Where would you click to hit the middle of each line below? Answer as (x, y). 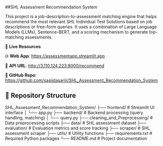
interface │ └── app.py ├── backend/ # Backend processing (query (74, 112)
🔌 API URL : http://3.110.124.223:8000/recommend (55, 66)
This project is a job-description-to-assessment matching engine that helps (81, 16)
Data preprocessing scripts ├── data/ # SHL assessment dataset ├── (76, 123)
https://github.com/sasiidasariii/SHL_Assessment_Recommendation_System (81, 80)
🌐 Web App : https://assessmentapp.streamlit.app (55, 56)
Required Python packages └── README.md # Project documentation (76, 138)
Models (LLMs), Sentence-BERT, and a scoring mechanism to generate (76, 32)
